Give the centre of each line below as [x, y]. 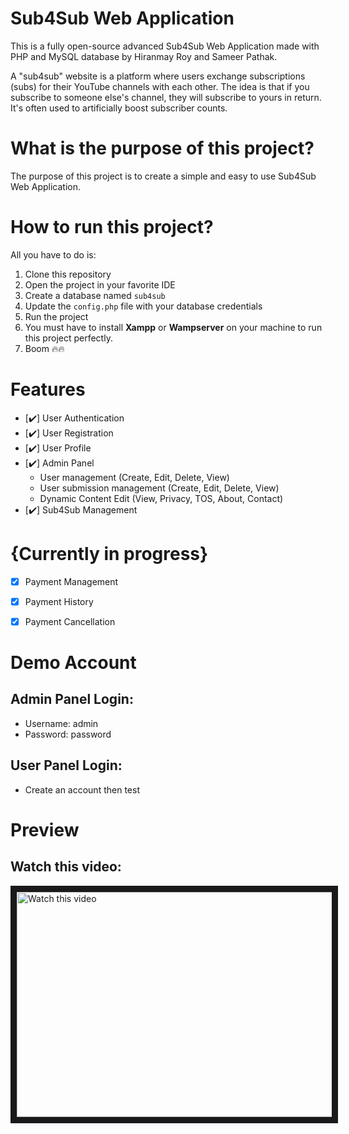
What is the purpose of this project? [162, 148]
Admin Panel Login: [72, 699]
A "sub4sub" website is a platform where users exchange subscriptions [158, 76]
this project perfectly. [68, 338]
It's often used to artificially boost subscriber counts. [119, 108]
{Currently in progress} [109, 553]
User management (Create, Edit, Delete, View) [134, 477]
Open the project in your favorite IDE [100, 284]
